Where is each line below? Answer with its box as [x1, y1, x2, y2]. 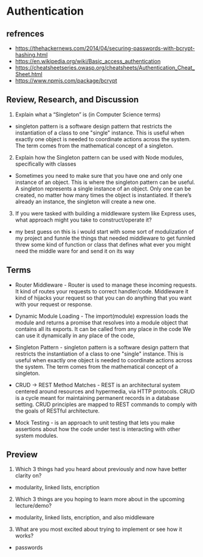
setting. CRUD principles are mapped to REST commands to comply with [15, 401, 198, 408]
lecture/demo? [15, 502, 52, 510]
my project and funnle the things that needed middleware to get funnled [15, 234, 196, 242]
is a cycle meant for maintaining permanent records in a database [15, 394, 180, 401]
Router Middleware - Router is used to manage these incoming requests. [15, 281, 197, 289]
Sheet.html [15, 71, 43, 77]
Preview [6, 449, 38, 460]
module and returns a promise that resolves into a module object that [15, 318, 188, 326]
